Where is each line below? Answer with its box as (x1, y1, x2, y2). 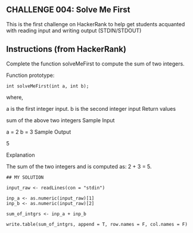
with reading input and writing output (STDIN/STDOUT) (6, 27, 142, 34)
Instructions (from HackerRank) (6, 44, 127, 54)
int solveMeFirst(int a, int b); (6, 83, 89, 89)
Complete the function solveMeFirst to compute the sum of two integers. (6, 60, 185, 67)
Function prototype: (6, 72, 55, 79)
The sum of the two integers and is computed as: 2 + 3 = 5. (6, 163, 152, 170)
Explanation (6, 151, 35, 159)
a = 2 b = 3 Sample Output (6, 128, 71, 135)
